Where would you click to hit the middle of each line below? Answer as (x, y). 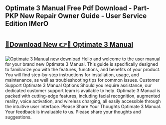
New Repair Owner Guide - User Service (83, 16)
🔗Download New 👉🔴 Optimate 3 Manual (69, 44)
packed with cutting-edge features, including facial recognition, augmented (83, 96)
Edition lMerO (27, 24)
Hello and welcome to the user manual (121, 59)
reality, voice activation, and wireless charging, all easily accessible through (83, 101)
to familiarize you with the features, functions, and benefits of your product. (83, 69)
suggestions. (18, 117)
